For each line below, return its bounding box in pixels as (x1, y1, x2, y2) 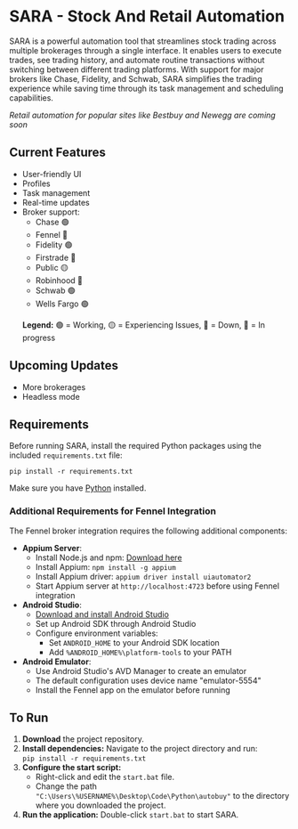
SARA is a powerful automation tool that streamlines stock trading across (9, 36, 277, 46)
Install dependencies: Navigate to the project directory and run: (21, 744, 258, 754)
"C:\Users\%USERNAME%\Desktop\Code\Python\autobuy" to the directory (35, 791, 290, 801)
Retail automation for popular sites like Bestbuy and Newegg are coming (9, 110, 276, 120)
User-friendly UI (21, 168, 82, 179)
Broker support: (21, 207, 80, 217)
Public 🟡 (35, 262, 69, 272)
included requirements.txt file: (9, 450, 123, 460)
